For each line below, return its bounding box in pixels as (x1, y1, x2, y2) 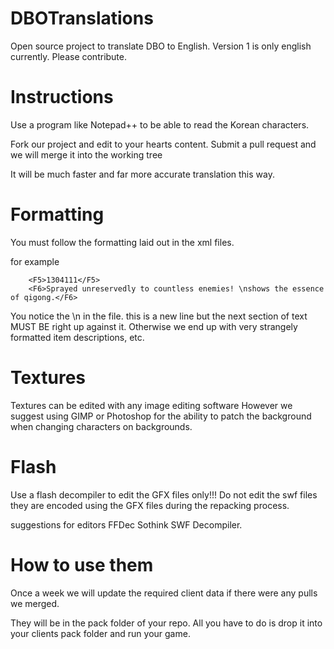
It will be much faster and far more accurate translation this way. (10, 168, 275, 180)
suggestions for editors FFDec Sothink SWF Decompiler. (10, 518, 243, 531)
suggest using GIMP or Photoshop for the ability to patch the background (10, 410, 312, 422)
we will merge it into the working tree (10, 148, 163, 161)
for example (10, 255, 60, 267)
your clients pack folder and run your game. (10, 627, 191, 639)
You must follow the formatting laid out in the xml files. (10, 236, 235, 248)
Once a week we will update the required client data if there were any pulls (10, 587, 318, 599)
